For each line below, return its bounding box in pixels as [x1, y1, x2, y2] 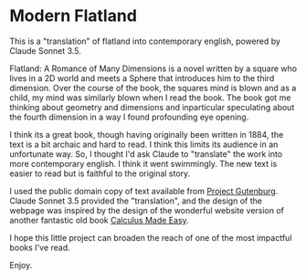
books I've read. [9, 242, 70, 253]
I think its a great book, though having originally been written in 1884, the [9, 129, 284, 140]
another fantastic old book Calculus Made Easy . [9, 214, 189, 225]
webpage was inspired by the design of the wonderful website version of [9, 204, 285, 215]
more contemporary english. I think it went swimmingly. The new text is [9, 158, 278, 169]
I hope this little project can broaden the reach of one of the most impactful [9, 232, 292, 243]
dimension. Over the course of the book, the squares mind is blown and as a [9, 82, 297, 93]
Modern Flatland [9, 5, 137, 26]
